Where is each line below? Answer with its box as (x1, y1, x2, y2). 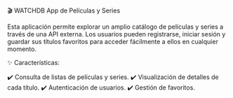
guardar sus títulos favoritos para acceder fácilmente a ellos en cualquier (7, 38, 219, 45)
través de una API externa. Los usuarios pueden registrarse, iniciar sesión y (7, 30, 226, 38)
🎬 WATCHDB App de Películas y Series (7, 6, 121, 15)
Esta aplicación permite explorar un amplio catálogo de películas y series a (7, 22, 224, 31)
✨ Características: (7, 59, 60, 66)
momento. (7, 45, 37, 53)
